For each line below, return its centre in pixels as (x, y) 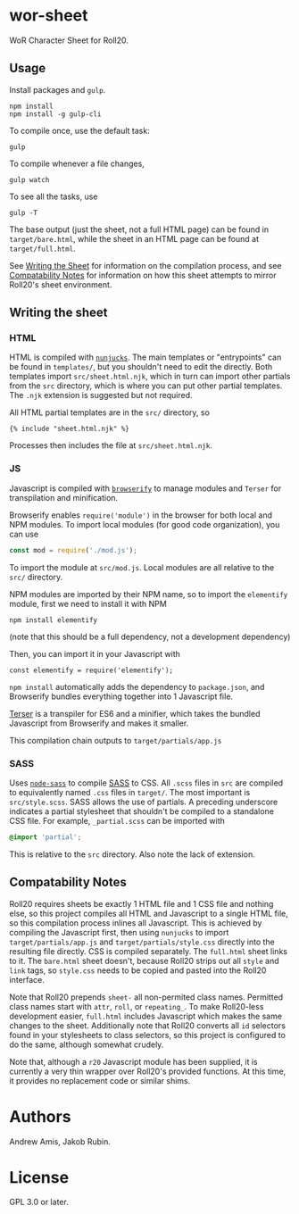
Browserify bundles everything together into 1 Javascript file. (121, 696)
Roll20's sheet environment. (61, 284)
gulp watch (29, 179)
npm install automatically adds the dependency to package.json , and (137, 686)
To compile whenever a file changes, (77, 163)
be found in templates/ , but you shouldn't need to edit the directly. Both (141, 367)
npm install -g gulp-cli (55, 114)
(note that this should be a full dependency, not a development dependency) (150, 636)
